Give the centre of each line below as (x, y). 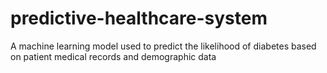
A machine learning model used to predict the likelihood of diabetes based (163, 46)
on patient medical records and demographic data (113, 56)
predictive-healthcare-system (139, 18)
